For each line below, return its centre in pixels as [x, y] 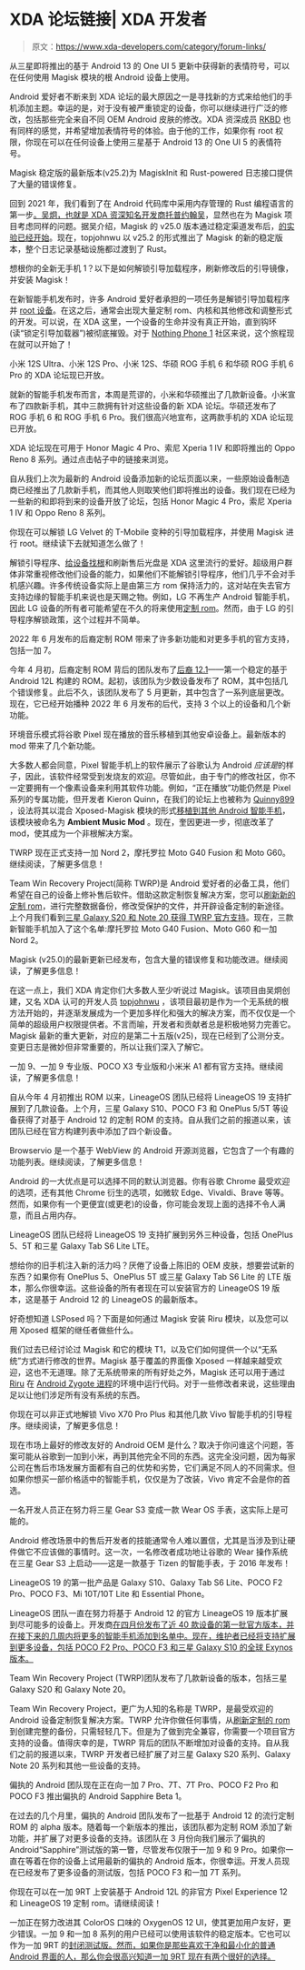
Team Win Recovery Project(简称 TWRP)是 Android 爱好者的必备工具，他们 [150, 883]
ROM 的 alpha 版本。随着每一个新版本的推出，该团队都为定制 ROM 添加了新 [151, 1826]
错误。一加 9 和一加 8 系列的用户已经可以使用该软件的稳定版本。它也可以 [154, 1934]
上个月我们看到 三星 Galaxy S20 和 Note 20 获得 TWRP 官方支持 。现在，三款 [152, 917]
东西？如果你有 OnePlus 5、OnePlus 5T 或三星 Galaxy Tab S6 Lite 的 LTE [145, 1276]
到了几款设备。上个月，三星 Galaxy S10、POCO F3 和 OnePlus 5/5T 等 [149, 1108]
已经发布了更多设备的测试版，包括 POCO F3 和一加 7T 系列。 [132, 1872]
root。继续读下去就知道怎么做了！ [83, 543]
